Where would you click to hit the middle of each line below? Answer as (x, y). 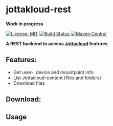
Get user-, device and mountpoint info (53, 72)
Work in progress (25, 24)
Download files (29, 83)
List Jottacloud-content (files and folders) (57, 78)
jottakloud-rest (38, 10)
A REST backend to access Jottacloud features (57, 43)
